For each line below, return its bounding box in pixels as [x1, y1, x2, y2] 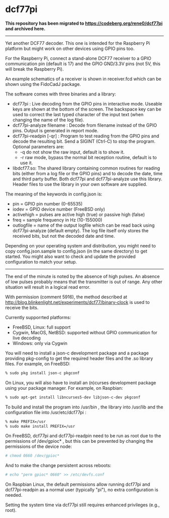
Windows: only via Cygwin [12, 340, 68, 346]
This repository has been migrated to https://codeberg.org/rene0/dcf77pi [5, 20, 162, 26]
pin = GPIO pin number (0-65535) [12, 200, 83, 206]
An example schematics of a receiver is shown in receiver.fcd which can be [5, 76, 162, 82]
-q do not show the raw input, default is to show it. [20, 149, 125, 155]
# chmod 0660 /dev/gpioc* [5, 453, 59, 458]
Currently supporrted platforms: [5, 314, 71, 320]
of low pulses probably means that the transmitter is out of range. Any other [5, 279, 162, 285]
